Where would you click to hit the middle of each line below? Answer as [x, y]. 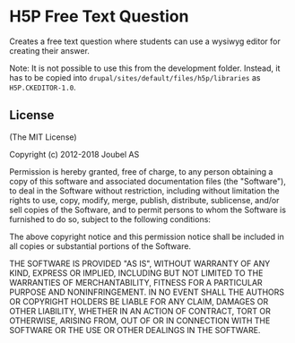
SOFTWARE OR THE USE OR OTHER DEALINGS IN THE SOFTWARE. [135, 330]
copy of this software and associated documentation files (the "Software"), [148, 181]
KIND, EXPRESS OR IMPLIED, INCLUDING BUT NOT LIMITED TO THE [136, 273]
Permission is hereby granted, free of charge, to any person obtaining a [141, 171]
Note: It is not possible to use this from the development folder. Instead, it [145, 68]
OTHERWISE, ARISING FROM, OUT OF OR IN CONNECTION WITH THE [140, 321]
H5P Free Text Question [99, 17]
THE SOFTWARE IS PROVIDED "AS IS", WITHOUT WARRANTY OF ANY [140, 263]
